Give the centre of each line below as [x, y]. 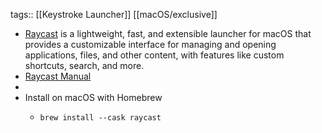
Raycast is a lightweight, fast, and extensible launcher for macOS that [168, 33]
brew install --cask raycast [100, 118]
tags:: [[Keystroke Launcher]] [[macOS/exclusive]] [114, 14]
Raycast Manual [58, 76]
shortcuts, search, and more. [84, 65]
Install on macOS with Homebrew [93, 97]
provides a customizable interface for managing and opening [150, 44]
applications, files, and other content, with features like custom [154, 55]
